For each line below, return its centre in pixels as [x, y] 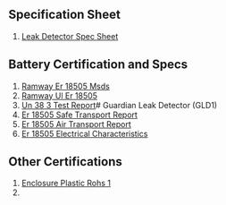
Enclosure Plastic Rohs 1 [66, 184]
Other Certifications [65, 162]
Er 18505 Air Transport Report [76, 124]
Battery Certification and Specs [98, 65]
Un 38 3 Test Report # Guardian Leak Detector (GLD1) [119, 105]
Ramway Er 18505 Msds [66, 86]
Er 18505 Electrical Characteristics [84, 133]
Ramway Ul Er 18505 [59, 95]
